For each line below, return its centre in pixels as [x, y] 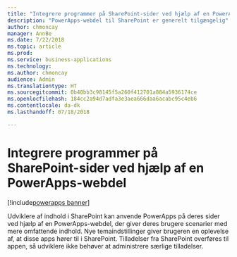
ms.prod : [20, 54]
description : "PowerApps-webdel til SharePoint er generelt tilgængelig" [118, 20]
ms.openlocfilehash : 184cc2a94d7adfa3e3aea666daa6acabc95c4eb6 [102, 99]
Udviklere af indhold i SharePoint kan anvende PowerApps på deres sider [114, 216]
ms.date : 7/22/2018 [36, 40]
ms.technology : [30, 66]
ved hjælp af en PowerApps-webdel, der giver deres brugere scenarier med [117, 223]
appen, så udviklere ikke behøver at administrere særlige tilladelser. [105, 246]
